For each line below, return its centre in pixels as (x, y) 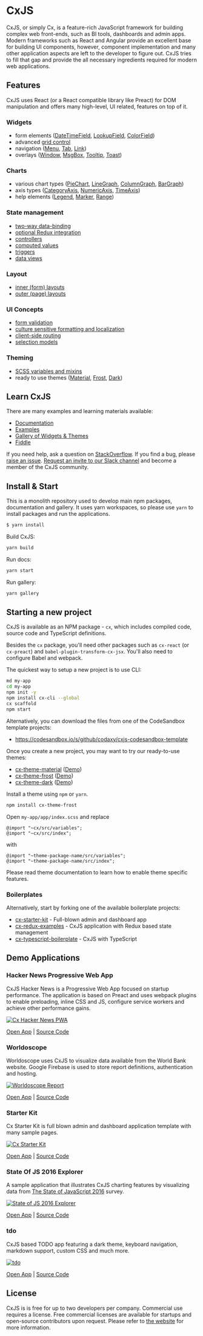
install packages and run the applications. (58, 514)
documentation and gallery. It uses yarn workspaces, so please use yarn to (100, 507)
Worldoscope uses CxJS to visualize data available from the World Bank (96, 1060)
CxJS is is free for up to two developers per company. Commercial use (95, 1308)
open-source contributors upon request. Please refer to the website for (95, 1321)
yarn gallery (23, 593)
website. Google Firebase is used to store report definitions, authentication (99, 1067)
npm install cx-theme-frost (42, 805)
